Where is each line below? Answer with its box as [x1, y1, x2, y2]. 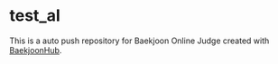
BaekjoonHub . [9, 44, 62, 55]
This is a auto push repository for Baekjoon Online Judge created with [9, 35, 270, 46]
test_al [9, 5, 60, 26]
